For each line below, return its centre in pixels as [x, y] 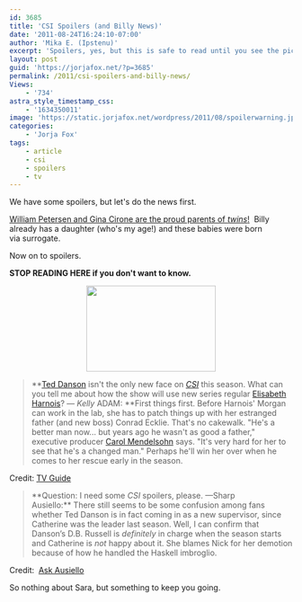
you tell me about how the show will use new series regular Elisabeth [159, 394]
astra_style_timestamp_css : [62, 101]
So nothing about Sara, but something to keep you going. [115, 588]
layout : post [34, 59]
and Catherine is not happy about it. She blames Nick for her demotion [162, 544]
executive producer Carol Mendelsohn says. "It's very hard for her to [159, 442]
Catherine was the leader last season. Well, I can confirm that [145, 524]
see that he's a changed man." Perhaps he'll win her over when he [154, 451]
